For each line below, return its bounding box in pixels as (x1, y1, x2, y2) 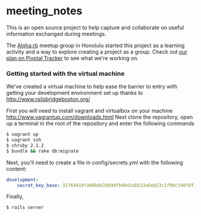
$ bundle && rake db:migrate (6, 148, 79, 154)
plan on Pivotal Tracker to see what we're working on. (6, 54, 139, 61)
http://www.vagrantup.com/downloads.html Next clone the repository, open (6, 113, 193, 121)
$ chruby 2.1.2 (6, 142, 44, 149)
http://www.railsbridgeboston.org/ (6, 95, 91, 103)
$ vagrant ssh (6, 137, 42, 143)
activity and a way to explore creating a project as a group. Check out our (6, 48, 187, 55)
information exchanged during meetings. (6, 30, 106, 37)
